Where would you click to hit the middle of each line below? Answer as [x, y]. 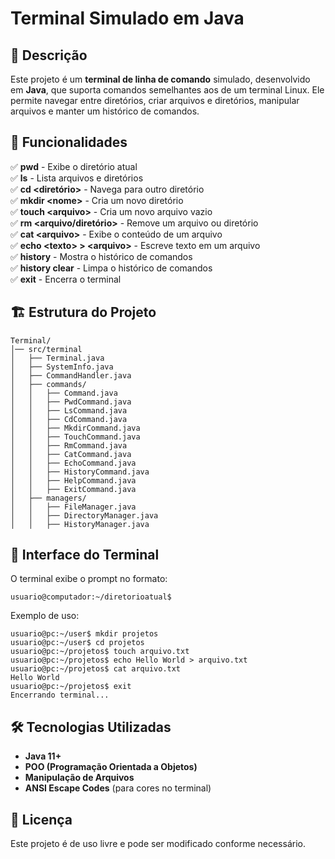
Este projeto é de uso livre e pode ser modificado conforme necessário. [158, 844]
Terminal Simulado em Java [127, 18]
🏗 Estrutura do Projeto [83, 312]
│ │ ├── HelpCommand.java [73, 480]
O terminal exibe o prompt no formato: [89, 579]
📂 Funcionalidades [69, 142]
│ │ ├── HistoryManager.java [80, 524]
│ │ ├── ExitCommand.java [73, 489]
